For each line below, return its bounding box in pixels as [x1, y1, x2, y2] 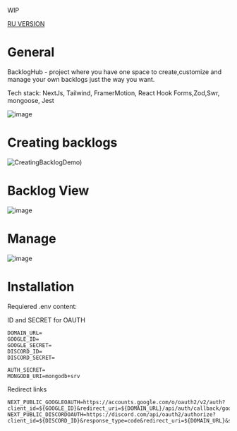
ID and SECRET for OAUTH [7, 315, 86, 324]
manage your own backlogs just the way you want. [7, 75, 155, 83]
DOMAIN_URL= [7, 329, 42, 336]
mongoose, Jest [7, 96, 54, 104]
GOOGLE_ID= [7, 335, 39, 343]
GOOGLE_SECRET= [7, 341, 52, 348]
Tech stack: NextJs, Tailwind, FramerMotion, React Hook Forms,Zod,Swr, [7, 88, 220, 97]
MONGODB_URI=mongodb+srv [7, 372, 80, 380]
